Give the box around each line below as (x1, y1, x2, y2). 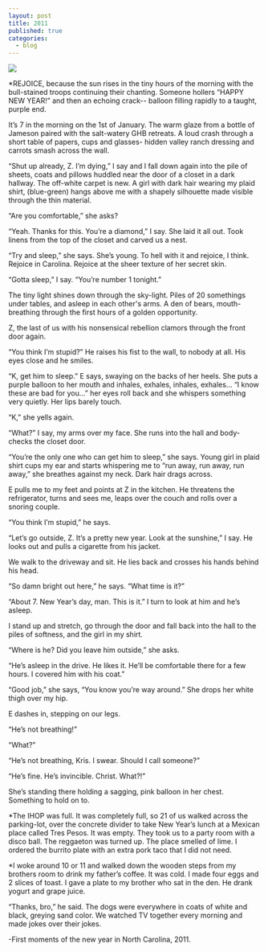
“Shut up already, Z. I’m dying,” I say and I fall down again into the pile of (8, 162, 248, 171)
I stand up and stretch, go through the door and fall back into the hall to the (8, 621, 257, 631)
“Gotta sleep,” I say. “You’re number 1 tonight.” (8, 275, 162, 285)
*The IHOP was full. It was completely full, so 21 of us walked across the (8, 811, 249, 821)
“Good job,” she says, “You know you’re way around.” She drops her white (8, 685, 254, 695)
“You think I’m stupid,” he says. (8, 518, 111, 527)
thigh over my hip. (8, 693, 68, 704)
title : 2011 (8, 19, 48, 27)
